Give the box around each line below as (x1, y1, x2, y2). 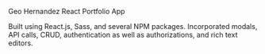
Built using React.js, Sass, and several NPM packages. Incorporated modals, (8, 22, 258, 31)
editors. (8, 38, 33, 48)
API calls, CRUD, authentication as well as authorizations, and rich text (8, 31, 238, 39)
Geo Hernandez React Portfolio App (8, 7, 125, 16)
